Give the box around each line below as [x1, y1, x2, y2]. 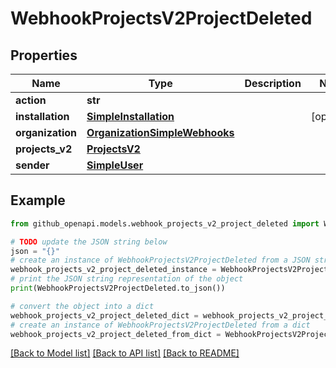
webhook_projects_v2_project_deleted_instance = [10, 265, 217, 275]
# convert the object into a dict [10, 301, 155, 311]
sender [15, 158, 50, 172]
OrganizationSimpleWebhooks [86, 126, 235, 139]
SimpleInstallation [86, 110, 175, 123]
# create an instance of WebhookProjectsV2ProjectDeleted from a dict [10, 320, 311, 330]
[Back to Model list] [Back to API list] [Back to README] [10, 347, 240, 359]
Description [244, 77, 302, 90]
